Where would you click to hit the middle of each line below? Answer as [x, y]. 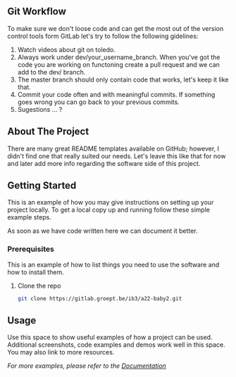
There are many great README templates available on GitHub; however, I [113, 148]
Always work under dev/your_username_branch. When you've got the [119, 57]
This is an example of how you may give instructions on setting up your [111, 203]
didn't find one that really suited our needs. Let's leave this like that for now [117, 156]
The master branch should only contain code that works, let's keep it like [123, 79]
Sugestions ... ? [40, 109]
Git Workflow [37, 12]
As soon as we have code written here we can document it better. [103, 231]
